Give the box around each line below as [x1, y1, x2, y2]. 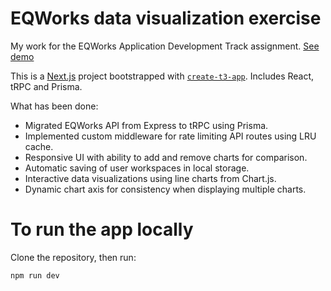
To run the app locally [10, 218, 194, 241]
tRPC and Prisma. [10, 80, 83, 92]
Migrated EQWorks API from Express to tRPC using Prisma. [24, 119, 269, 131]
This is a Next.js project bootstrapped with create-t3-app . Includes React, [10, 70, 315, 82]
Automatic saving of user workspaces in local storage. [24, 162, 250, 174]
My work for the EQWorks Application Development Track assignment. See [10, 40, 320, 52]
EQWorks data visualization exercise [10, 7, 322, 30]
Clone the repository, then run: [10, 251, 137, 263]
